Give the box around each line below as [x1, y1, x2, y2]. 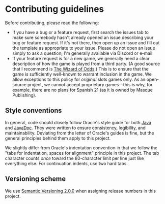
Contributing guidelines [5, 3, 104, 15]
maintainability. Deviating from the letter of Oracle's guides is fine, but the [5, 130, 154, 136]
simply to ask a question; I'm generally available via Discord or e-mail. [12, 50, 154, 56]
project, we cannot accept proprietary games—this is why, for [27, 81, 153, 87]
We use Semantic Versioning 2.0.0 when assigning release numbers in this [5, 188, 156, 194]
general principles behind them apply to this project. [5, 135, 111, 141]
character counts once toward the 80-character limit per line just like [5, 155, 144, 161]
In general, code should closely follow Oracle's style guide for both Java [5, 119, 151, 125]
